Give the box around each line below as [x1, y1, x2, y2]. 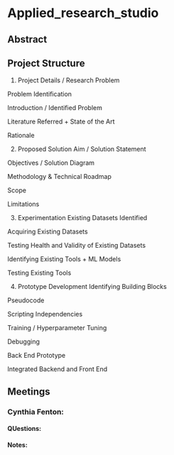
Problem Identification [7, 90, 72, 99]
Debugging [7, 337, 40, 346]
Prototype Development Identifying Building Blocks [17, 283, 167, 291]
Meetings [7, 385, 51, 398]
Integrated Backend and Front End [7, 365, 108, 373]
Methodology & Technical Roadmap [7, 172, 112, 181]
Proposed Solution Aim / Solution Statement [17, 145, 147, 153]
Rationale [7, 131, 35, 140]
